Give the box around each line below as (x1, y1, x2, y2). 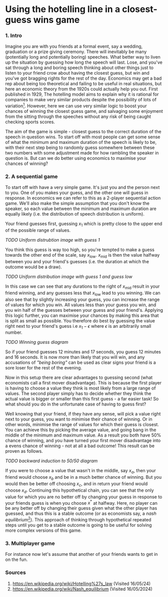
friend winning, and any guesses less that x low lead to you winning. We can (5, 290, 160, 297)
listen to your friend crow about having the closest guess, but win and (5, 70, 149, 76)
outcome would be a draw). (5, 264, 62, 270)
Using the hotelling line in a (5, 4, 120, 15)
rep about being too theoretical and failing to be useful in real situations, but (5, 81, 162, 87)
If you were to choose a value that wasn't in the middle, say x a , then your (5, 468, 156, 475)
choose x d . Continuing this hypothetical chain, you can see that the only (5, 487, 154, 494)
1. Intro (5, 32, 22, 39)
